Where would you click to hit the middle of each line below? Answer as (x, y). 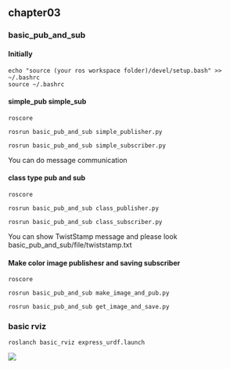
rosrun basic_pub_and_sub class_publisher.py (83, 208)
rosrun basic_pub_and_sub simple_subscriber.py (87, 145)
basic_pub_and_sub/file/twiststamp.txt (70, 244)
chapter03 (34, 13)
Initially (20, 53)
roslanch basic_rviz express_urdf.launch (77, 343)
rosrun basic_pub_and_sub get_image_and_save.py (89, 307)
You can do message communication (68, 160)
